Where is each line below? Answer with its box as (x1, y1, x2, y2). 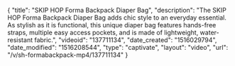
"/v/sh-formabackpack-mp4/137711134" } (7, 51, 129, 59)
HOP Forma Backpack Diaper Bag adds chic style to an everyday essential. (7, 13, 227, 22)
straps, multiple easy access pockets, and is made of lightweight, (7, 28, 199, 37)
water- (200, 28, 219, 37)
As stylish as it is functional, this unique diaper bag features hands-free (7, 21, 217, 29)
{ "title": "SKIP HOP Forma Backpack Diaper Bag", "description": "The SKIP (7, 6, 227, 14)
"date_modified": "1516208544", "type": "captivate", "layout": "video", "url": (7, 44, 229, 51)
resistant (7, 36, 33, 44)
